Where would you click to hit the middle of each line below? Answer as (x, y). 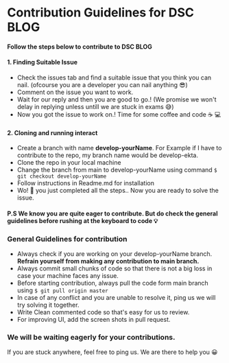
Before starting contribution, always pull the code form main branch (113, 283)
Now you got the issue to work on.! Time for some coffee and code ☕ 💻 (119, 114)
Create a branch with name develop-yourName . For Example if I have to (119, 148)
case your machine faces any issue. (68, 276)
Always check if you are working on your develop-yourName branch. (114, 254)
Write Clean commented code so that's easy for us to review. (103, 312)
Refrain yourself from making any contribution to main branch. (108, 261)
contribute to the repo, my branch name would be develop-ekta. (108, 155)
